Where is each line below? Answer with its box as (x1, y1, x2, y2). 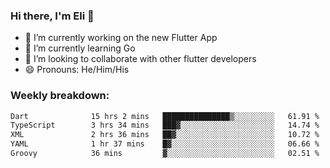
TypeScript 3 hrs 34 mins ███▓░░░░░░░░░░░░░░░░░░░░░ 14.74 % (10, 120, 320, 131)
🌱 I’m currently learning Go (24, 42, 136, 54)
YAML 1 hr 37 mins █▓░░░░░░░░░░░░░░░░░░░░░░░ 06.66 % (10, 139, 320, 149)
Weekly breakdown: (10, 89, 110, 103)
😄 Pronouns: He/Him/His (24, 64, 130, 76)
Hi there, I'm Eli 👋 (10, 9, 95, 23)
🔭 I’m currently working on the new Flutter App (24, 32, 218, 44)
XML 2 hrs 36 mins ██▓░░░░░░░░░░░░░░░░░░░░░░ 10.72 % (10, 130, 320, 140)
